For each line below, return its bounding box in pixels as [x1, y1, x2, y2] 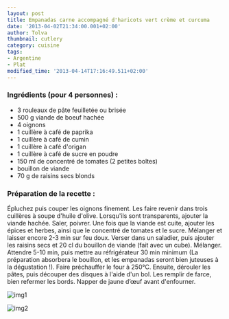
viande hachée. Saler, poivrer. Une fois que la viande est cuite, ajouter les [7, 219, 215, 228]
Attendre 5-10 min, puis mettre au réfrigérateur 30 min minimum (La [7, 248, 199, 256]
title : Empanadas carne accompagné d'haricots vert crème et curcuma [7, 16, 210, 23]
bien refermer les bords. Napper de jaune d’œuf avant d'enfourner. [7, 278, 196, 286]
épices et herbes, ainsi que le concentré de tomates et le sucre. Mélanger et [7, 226, 223, 234]
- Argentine [7, 55, 41, 62]
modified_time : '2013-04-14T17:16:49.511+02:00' [7, 67, 149, 74]
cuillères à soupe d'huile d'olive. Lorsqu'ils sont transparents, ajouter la [7, 212, 208, 220]
